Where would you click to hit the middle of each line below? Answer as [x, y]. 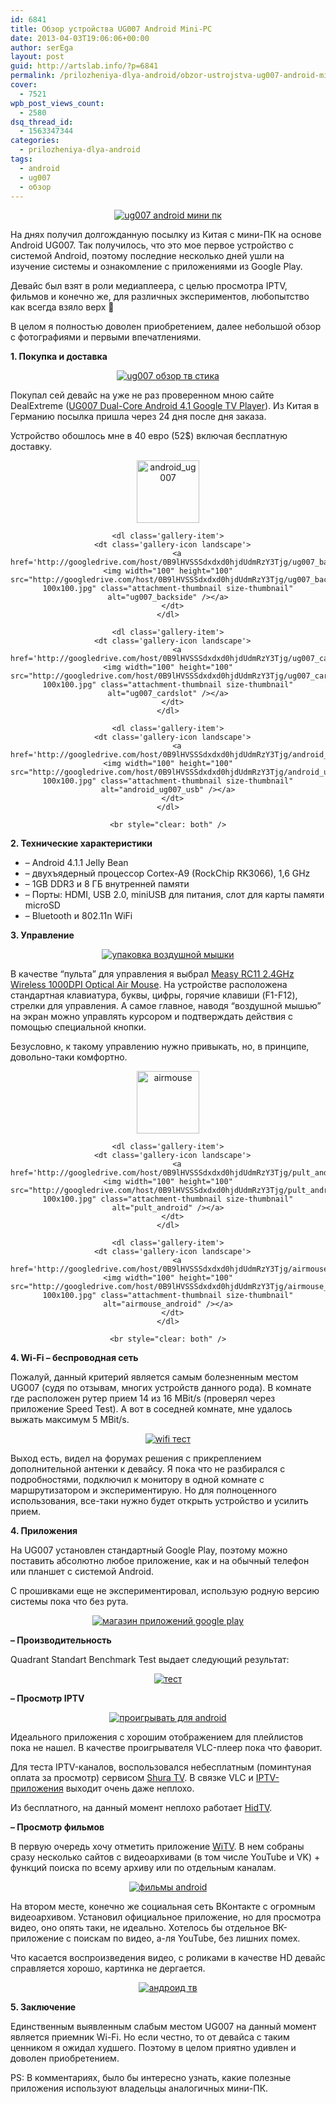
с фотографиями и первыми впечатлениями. [106, 337]
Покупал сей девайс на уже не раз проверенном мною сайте [142, 395]
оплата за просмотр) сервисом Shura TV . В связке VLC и [132, 1778]
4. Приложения [44, 1531]
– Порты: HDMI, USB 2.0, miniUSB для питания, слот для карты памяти [174, 895]
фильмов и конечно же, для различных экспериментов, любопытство [160, 297]
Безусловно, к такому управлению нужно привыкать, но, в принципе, [160, 1047]
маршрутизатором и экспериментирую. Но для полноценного [143, 1490]
